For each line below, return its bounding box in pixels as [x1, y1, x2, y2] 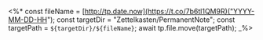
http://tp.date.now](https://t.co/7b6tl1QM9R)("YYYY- [84, 7, 255, 16]
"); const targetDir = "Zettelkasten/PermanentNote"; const [46, 15, 236, 24]
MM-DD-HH [8, 15, 48, 24]
